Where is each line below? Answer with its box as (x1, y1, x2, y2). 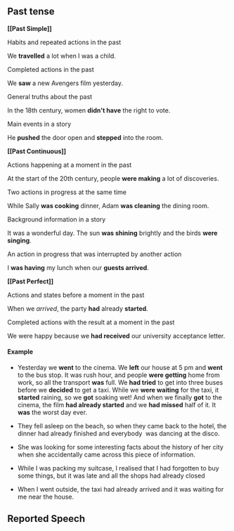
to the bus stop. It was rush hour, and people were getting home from (17, 371, 220, 379)
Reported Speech (7, 513, 86, 525)
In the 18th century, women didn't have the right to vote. (7, 105, 171, 115)
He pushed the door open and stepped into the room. (7, 133, 164, 141)
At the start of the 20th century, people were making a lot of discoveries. (7, 174, 219, 182)
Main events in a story (7, 120, 72, 128)
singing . (7, 236, 32, 245)
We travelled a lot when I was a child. (7, 51, 116, 60)
